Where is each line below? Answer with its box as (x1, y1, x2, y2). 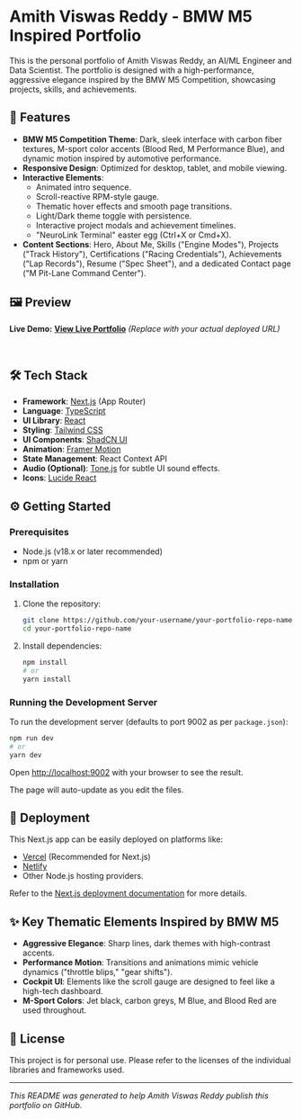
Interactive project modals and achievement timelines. (35, 219, 236, 230)
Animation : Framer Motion (22, 443, 121, 455)
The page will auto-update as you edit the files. (9, 784, 184, 795)
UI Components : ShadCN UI (22, 434, 128, 445)
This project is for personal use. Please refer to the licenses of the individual (9, 1055, 291, 1066)
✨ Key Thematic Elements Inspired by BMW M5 (9, 914, 280, 929)
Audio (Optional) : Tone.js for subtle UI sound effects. (22, 463, 220, 474)
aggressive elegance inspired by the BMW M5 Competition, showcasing (9, 74, 276, 85)
